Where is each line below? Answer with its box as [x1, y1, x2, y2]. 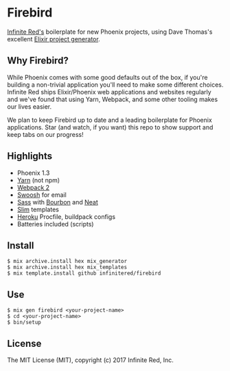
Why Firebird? [7, 55, 69, 67]
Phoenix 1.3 [16, 169, 50, 177]
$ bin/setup [7, 319, 41, 326]
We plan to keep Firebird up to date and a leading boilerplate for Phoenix [7, 116, 213, 124]
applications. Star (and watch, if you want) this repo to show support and [7, 123, 214, 131]
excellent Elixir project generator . [7, 34, 101, 43]
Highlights [7, 150, 53, 162]
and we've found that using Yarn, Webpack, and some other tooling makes [7, 95, 218, 103]
